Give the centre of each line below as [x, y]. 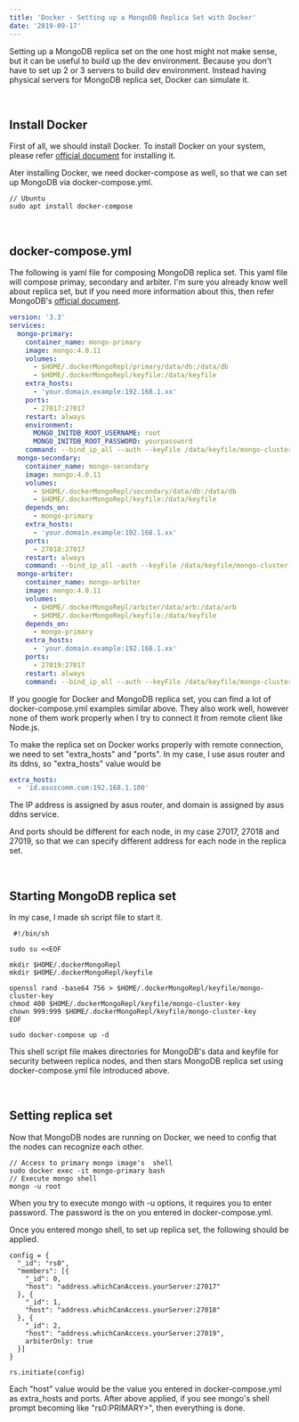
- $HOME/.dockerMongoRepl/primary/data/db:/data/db [130, 367]
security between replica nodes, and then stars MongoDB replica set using [146, 1061]
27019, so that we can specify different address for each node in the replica [148, 841]
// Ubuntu [28, 199]
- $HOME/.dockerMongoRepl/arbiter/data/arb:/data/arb [135, 607]
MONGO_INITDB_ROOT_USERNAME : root [97, 433]
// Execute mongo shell [53, 1178]
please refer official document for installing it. [93, 156]
